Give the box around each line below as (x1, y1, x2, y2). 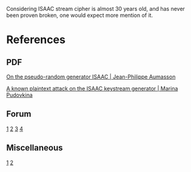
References (6, 33, 65, 47)
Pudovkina (6, 91, 33, 98)
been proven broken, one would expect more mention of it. (6, 12, 153, 19)
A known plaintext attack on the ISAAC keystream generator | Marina (6, 85, 178, 92)
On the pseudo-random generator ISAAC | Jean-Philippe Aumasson (6, 73, 176, 80)
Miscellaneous (6, 143, 63, 153)
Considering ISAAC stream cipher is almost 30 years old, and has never (6, 5, 185, 12)
